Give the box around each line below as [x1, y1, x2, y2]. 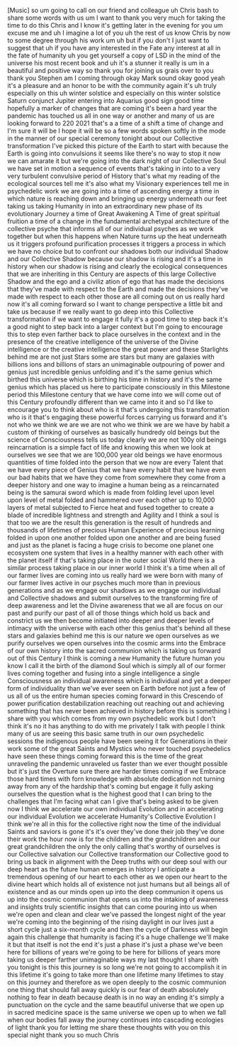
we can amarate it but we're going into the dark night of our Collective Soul [7, 157, 227, 165]
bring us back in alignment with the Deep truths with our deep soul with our [7, 857, 228, 866]
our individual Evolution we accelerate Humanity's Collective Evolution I [7, 812, 216, 820]
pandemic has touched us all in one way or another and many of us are [7, 111, 215, 120]
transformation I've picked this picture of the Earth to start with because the [7, 142, 229, 150]
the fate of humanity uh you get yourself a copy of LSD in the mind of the [7, 51, 221, 60]
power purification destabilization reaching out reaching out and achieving [7, 699, 225, 708]
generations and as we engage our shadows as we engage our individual [7, 586, 221, 594]
